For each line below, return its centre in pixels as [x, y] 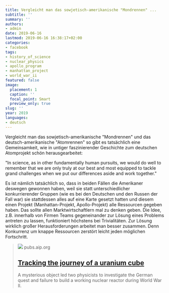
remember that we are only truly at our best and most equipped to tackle [81, 168]
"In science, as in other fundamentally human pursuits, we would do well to [83, 162]
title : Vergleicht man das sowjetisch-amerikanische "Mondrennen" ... [81, 10]
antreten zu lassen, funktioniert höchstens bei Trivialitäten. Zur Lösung [79, 220]
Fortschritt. [17, 237]
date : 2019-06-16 [23, 33]
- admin [13, 29]
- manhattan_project [27, 71]
